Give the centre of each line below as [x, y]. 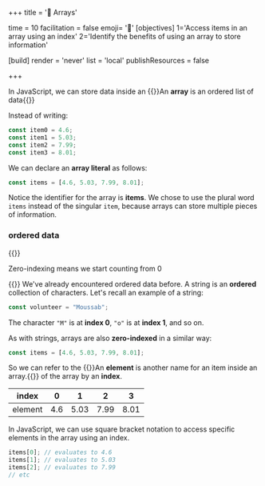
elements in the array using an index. [69, 438]
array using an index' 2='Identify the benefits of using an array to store [125, 36]
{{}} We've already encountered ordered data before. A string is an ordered [132, 283]
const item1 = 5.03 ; [43, 137]
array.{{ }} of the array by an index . [65, 376]
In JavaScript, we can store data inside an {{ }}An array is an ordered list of [131, 91]
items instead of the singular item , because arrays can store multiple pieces [133, 206]
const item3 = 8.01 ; [43, 152]
